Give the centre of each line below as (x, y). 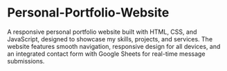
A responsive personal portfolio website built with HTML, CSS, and (102, 32)
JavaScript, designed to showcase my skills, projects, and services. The (110, 39)
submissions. (26, 61)
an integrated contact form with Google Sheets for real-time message (106, 54)
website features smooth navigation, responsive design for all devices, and (114, 46)
